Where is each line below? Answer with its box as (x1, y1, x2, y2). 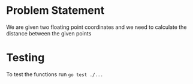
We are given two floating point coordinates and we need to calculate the (6, 23, 187, 31)
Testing (6, 51, 45, 65)
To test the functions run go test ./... (6, 70, 104, 78)
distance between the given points (6, 29, 92, 37)
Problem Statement (6, 4, 105, 17)
